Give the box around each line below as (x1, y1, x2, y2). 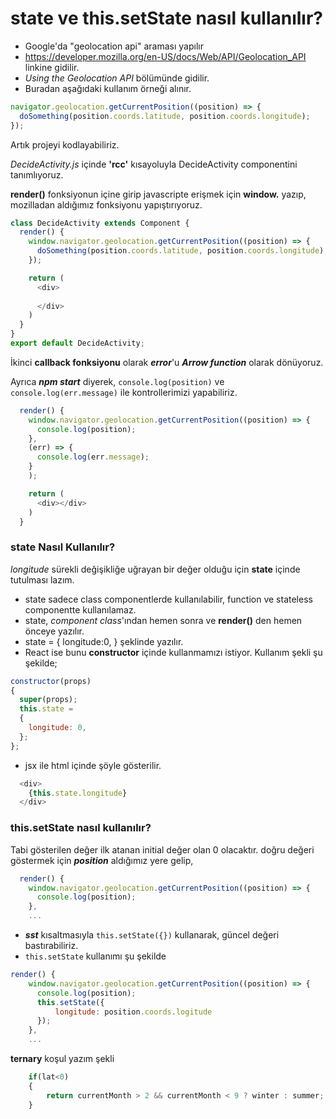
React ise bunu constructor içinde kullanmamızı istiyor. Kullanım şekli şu (24, 646, 323, 658)
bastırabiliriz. (24, 940, 79, 952)
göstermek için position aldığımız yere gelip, (10, 854, 194, 866)
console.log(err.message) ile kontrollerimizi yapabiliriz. (10, 386, 238, 398)
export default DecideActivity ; (10, 338, 145, 349)
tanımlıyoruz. (10, 168, 64, 181)
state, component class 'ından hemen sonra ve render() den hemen (24, 614, 303, 626)
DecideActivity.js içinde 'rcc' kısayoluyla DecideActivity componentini (10, 158, 298, 170)
